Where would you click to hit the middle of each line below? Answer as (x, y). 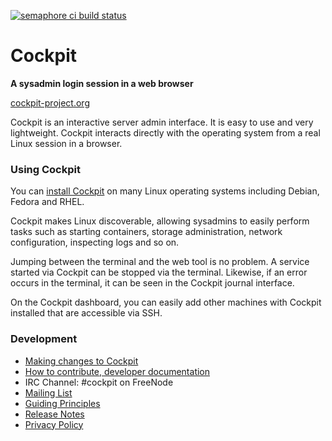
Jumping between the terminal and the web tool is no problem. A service (160, 262)
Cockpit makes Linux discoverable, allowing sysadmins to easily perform (160, 221)
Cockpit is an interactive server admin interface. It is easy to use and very (162, 122)
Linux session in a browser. (66, 143)
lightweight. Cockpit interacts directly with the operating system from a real (165, 132)
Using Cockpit (45, 169)
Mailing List (48, 392)
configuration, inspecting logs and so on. (95, 242)
